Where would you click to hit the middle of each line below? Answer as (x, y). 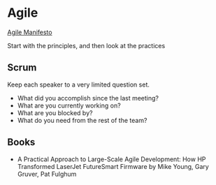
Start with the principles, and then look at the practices (86, 45)
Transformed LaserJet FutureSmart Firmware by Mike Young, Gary (113, 166)
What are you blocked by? (55, 112)
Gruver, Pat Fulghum (47, 174)
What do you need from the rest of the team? (82, 120)
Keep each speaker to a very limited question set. (79, 84)
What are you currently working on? (69, 105)
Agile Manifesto (30, 32)
